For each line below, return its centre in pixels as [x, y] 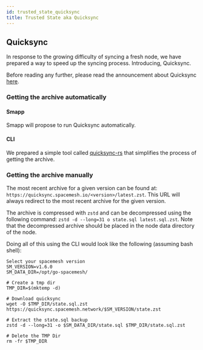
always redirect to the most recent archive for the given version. [86, 201]
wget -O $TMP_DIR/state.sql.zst [47, 304]
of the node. [22, 232]
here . [13, 81]
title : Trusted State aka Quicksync [52, 18]
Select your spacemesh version [46, 261]
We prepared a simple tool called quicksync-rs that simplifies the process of [101, 153]
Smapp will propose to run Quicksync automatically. [71, 125]
